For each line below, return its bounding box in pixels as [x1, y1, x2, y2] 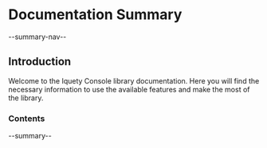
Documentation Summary [8, 6, 183, 24]
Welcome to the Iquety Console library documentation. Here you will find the [8, 76, 260, 85]
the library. [8, 93, 44, 103]
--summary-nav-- [8, 32, 67, 41]
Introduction [8, 55, 72, 68]
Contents [8, 113, 45, 124]
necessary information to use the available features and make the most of [8, 84, 250, 94]
